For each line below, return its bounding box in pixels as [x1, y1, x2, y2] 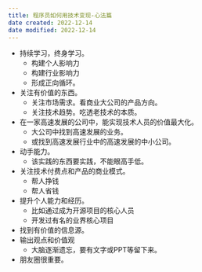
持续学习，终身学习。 [19, 49, 88, 58]
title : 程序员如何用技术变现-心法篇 [8, 11, 112, 20]
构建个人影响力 [31, 58, 80, 68]
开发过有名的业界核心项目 [31, 215, 114, 225]
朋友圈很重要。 [19, 255, 68, 264]
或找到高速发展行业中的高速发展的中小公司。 [31, 137, 176, 146]
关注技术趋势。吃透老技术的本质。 [31, 108, 142, 117]
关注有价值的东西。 [19, 88, 82, 97]
